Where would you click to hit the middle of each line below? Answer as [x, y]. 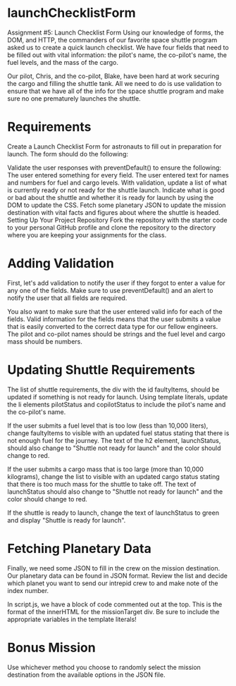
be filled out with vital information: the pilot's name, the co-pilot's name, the [117, 55]
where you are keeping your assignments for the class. [87, 235]
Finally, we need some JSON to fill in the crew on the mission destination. [114, 568]
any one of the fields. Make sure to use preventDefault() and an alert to [110, 290]
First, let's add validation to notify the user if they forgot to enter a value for [116, 282]
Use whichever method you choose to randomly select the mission [104, 667]
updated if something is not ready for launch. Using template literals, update [118, 397]
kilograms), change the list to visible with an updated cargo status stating [113, 476]
